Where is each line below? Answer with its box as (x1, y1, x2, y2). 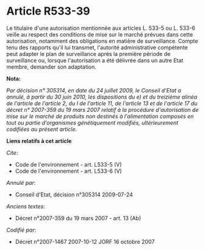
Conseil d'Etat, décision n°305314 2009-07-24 (15, 190, 133, 198)
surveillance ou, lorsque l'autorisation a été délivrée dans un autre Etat (6, 57, 184, 64)
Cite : (6, 149, 18, 156)
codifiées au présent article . (6, 125, 77, 133)
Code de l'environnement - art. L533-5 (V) (15, 161, 122, 168)
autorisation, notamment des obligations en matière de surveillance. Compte (6, 37, 198, 44)
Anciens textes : (6, 203, 46, 210)
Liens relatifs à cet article (6, 137, 72, 144)
